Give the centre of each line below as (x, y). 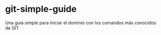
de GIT (12, 28)
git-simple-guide (41, 9)
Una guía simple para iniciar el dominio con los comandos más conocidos (80, 23)
